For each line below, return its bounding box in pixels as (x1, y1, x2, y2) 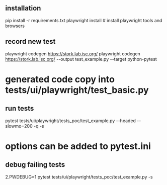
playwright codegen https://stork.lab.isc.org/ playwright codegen (5, 50, 141, 57)
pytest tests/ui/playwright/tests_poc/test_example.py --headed (5, 118, 136, 124)
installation (5, 4, 41, 13)
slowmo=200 (5, 123, 33, 129)
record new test (5, 37, 56, 46)
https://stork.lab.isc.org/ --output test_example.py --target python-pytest (5, 56, 157, 62)
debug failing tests (5, 160, 65, 169)
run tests (5, 104, 34, 113)
